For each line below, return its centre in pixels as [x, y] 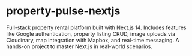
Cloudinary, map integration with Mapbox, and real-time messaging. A [93, 40]
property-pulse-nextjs [63, 11]
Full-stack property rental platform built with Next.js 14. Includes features [96, 27]
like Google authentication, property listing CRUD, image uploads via [91, 33]
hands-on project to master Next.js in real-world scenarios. [79, 46]
